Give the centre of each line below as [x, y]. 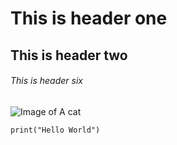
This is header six [46, 81]
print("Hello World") [55, 130]
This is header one [89, 18]
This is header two [69, 55]
